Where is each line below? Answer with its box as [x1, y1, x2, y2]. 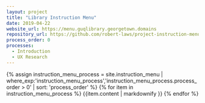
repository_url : [6, 32, 48, 38]
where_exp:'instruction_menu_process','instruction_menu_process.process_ [6, 77, 197, 84]
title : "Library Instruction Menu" [6, 15, 97, 21]
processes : [6, 43, 34, 49]
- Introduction [12, 48, 51, 55]
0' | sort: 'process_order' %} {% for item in [26, 83, 134, 91]
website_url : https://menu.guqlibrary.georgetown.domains [6, 25, 157, 32]
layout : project [6, 8, 48, 15]
